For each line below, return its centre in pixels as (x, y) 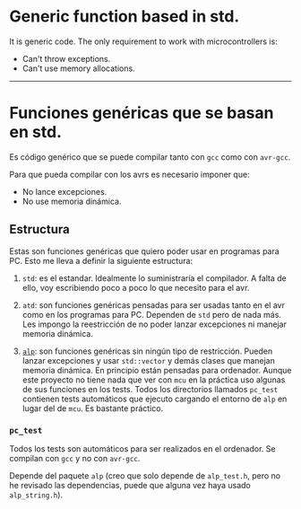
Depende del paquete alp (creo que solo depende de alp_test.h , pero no (145, 475)
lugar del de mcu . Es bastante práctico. (93, 408)
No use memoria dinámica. (72, 201)
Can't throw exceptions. (66, 58)
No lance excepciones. (64, 191)
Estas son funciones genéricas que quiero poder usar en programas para (144, 251)
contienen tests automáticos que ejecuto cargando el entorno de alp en (155, 399)
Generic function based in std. (125, 17)
